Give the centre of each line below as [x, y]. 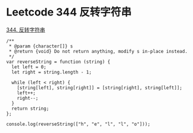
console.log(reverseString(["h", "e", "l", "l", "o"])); [78, 124]
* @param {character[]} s [41, 46]
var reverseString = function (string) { [58, 62]
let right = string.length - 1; [52, 72]
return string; [30, 108]
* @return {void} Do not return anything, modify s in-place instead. [98, 51]
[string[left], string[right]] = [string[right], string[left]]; [100, 88]
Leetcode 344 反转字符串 [69, 12]
